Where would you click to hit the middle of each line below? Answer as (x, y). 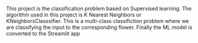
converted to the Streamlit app (43, 34)
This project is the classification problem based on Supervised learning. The (99, 9)
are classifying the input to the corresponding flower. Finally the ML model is (99, 27)
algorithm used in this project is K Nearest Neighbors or (74, 15)
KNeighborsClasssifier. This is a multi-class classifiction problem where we (98, 21)
